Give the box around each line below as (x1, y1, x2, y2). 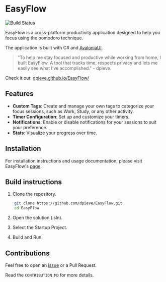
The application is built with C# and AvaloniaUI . (5, 44, 103, 50)
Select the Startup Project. (12, 224, 67, 231)
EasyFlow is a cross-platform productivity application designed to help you (5, 29, 160, 35)
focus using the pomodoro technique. (5, 35, 84, 41)
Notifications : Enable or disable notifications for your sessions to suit (12, 119, 157, 125)
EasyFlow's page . (5, 163, 42, 169)
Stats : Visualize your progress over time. (12, 130, 97, 136)
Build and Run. (12, 234, 43, 240)
